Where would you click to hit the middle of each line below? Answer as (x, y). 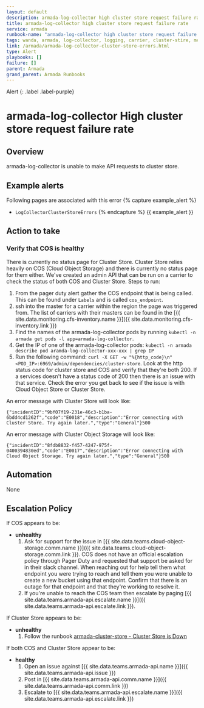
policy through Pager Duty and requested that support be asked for (108, 561)
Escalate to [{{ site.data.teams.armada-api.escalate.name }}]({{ (103, 692)
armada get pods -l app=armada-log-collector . (74, 338)
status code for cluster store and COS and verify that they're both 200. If (106, 370)
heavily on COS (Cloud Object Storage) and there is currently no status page (102, 268)
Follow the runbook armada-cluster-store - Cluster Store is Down (105, 636)
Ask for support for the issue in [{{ (67, 542)
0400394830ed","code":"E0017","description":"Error (73, 451)
